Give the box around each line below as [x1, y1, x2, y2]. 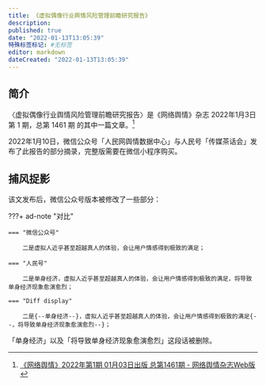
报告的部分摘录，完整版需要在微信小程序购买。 [28, 147, 182, 156]
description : [8, 19, 51, 27]
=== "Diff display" [8, 297, 73, 305]
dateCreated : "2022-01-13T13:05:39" [8, 56, 129, 64]
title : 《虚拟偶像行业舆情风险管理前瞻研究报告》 [8, 11, 151, 20]
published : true [8, 26, 62, 34]
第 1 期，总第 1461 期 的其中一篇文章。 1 [8, 118, 135, 129]
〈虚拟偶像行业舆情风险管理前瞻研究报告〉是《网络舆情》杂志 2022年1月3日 [8, 109, 256, 119]
